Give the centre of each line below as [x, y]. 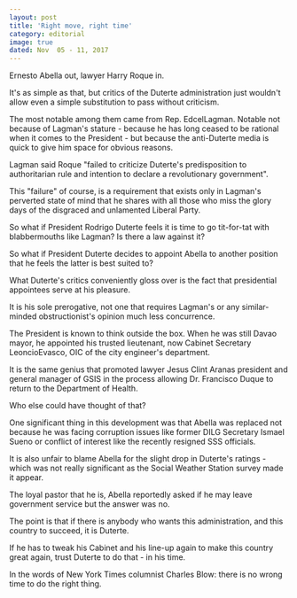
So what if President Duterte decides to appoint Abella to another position [144, 254]
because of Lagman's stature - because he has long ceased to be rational [144, 128]
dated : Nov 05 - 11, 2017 [59, 50]
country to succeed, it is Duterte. [69, 531]
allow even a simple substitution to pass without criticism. [114, 102]
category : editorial [47, 34]
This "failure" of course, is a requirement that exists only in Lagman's [135, 191]
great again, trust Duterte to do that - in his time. [98, 557]
